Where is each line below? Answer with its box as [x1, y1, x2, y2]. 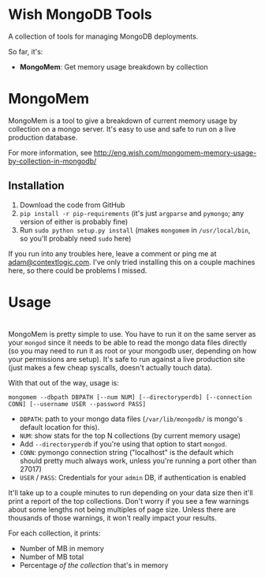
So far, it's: [8, 47, 43, 56]
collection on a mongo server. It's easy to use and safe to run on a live [8, 124, 237, 133]
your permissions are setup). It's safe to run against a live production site [8, 355, 246, 364]
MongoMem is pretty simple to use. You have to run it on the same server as [8, 330, 256, 339]
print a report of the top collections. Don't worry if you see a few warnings [8, 497, 250, 506]
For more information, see [8, 147, 92, 157]
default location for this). [19, 423, 100, 432]
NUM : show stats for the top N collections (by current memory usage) [19, 431, 241, 441]
